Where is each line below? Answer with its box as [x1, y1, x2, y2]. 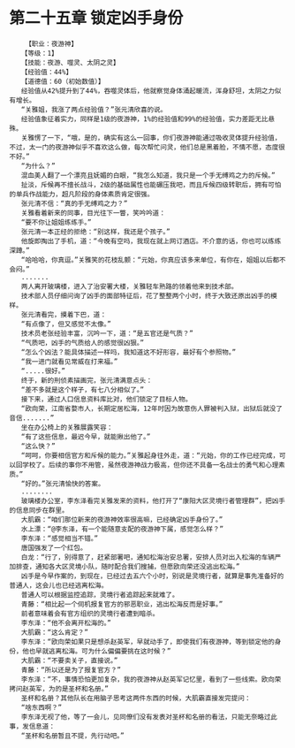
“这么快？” [20, 441, 56, 451]
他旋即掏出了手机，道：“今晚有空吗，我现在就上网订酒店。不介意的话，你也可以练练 [20, 236, 282, 246]
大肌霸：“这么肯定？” [20, 628, 88, 637]
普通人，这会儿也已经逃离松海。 [9, 581, 109, 590]
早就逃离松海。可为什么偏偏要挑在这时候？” [34, 646, 171, 655]
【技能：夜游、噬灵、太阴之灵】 [20, 58, 120, 67]
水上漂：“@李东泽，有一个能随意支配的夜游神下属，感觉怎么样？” [20, 524, 223, 533]
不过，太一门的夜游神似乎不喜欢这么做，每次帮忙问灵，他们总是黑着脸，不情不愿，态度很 [9, 142, 285, 151]
